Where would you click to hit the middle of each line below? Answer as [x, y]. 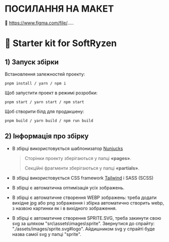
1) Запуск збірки [32, 62]
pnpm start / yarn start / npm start [45, 102]
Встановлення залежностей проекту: [45, 74]
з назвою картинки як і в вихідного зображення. [64, 208]
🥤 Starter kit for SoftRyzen [61, 43]
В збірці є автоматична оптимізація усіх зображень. [68, 187]
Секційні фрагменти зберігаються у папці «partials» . [82, 168]
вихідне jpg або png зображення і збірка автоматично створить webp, [88, 203]
